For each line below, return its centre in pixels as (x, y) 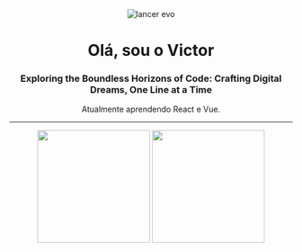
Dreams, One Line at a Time (151, 90)
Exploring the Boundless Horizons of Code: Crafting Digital (151, 78)
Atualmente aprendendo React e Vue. (151, 109)
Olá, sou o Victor (151, 51)
